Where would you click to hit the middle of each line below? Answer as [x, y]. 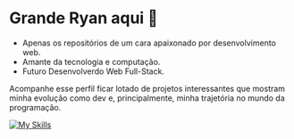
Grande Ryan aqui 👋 [84, 18]
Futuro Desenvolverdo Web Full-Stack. [93, 71]
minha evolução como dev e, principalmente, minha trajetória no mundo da [147, 98]
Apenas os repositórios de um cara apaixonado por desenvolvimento [149, 43]
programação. [35, 107]
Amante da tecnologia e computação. [91, 61]
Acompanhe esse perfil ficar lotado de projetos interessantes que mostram [147, 88]
